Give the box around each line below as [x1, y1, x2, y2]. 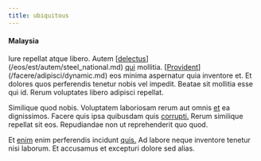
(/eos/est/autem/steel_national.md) [8, 62, 123, 71]
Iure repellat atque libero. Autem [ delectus [8, 53, 146, 63]
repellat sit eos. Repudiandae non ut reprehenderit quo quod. [8, 120, 208, 129]
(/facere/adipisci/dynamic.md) [8, 71, 108, 80]
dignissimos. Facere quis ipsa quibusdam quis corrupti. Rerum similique [8, 111, 243, 121]
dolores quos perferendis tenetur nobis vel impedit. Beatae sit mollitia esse [8, 79, 253, 88]
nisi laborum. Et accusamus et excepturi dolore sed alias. [8, 144, 195, 153]
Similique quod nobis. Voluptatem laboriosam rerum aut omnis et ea [8, 102, 231, 112]
